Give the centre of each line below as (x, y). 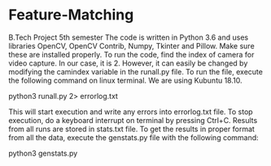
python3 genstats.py (43, 153)
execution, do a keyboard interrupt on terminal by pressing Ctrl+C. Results (133, 120)
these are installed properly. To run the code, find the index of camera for (131, 54)
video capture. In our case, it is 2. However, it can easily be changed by (128, 63)
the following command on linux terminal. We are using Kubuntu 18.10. (125, 80)
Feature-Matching (71, 15)
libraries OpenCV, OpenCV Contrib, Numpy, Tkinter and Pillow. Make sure (131, 45)
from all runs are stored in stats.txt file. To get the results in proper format (131, 129)
